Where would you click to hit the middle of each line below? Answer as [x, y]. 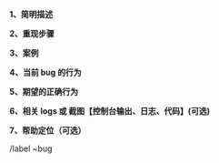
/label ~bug [31, 148]
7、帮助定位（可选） [48, 130]
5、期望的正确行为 [44, 92]
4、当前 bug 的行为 [45, 72]
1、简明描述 [31, 14]
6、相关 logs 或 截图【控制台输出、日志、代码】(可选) [110, 111]
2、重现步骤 [32, 34]
